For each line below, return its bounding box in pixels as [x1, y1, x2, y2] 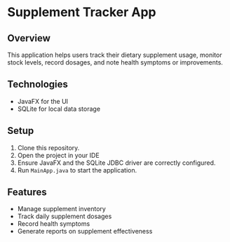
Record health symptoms [17, 220, 90, 228]
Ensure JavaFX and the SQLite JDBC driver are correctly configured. [17, 159, 216, 167]
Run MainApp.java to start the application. [17, 166, 137, 174]
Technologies [7, 79, 69, 90]
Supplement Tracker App [7, 4, 156, 20]
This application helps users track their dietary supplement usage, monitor [7, 51, 222, 59]
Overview [7, 32, 51, 44]
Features [7, 187, 47, 199]
